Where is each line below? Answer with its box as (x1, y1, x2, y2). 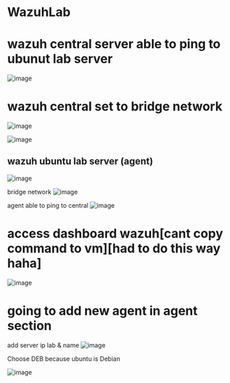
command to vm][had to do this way (7, 240, 221, 256)
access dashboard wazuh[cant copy (7, 226, 224, 242)
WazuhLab (7, 4, 71, 20)
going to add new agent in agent (7, 303, 198, 319)
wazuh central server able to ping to (7, 36, 221, 52)
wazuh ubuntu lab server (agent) (7, 155, 154, 168)
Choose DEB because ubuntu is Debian (7, 354, 121, 363)
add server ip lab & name (7, 340, 80, 349)
